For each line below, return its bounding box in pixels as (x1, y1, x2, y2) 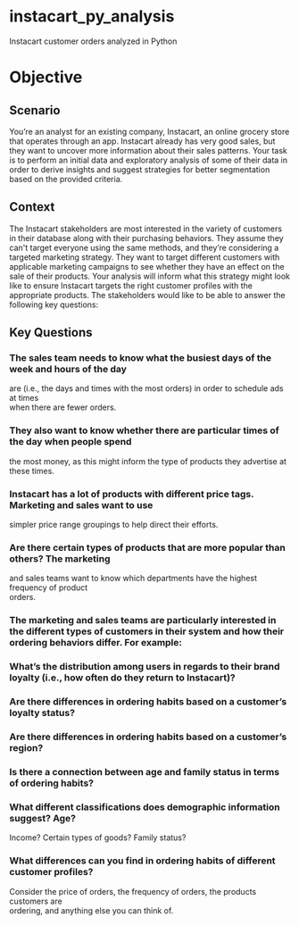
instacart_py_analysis (9, 6, 175, 27)
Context (9, 199, 55, 215)
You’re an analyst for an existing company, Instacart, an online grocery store (9, 126, 290, 137)
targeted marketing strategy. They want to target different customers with (9, 252, 280, 262)
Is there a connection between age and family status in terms (9, 765, 279, 778)
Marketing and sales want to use (9, 498, 154, 511)
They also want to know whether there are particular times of (9, 424, 279, 437)
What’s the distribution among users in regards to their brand (9, 661, 280, 673)
